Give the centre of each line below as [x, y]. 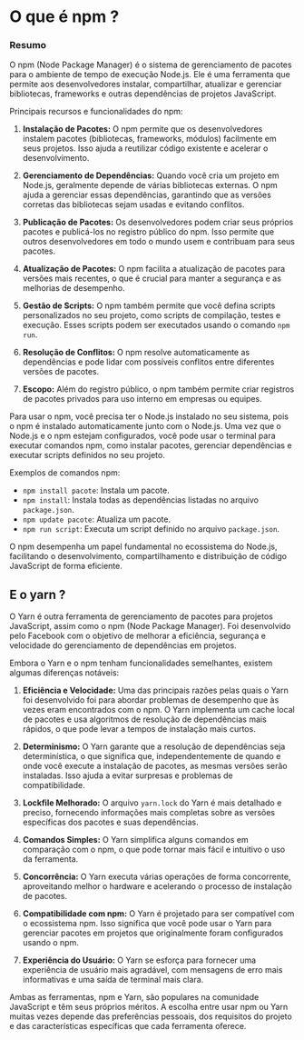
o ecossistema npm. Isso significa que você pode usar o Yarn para [147, 924]
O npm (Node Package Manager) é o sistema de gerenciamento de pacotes [151, 65]
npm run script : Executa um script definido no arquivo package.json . [151, 529]
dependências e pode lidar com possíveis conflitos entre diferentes [148, 362]
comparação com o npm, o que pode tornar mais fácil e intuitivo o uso [154, 850]
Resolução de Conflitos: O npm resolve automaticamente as [136, 353]
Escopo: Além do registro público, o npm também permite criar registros [158, 389]
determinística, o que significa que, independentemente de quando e [152, 756]
